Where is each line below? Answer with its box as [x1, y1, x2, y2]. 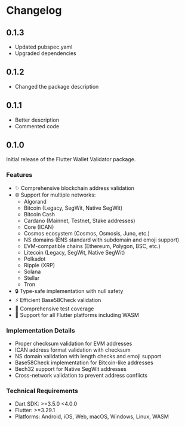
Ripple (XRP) [23, 261, 55, 268]
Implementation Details [6, 326, 76, 334]
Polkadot [23, 255, 46, 262]
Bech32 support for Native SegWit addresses [14, 365, 127, 373]
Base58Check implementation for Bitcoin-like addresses [14, 359, 153, 366]
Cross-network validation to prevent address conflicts [14, 372, 148, 379]
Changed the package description [14, 83, 99, 90]
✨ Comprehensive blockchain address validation [14, 184, 134, 192]
